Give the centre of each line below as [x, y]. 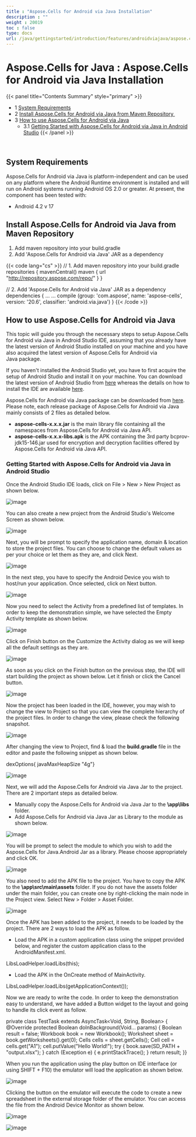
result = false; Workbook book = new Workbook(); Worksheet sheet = [90, 1033]
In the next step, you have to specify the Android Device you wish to [88, 577]
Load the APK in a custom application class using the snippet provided [99, 939]
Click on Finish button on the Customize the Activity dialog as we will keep [95, 641]
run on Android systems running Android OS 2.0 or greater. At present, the [95, 188]
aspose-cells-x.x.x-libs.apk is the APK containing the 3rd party [92, 437]
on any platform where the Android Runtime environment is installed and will [98, 183]
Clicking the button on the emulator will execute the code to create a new [94, 1093]
